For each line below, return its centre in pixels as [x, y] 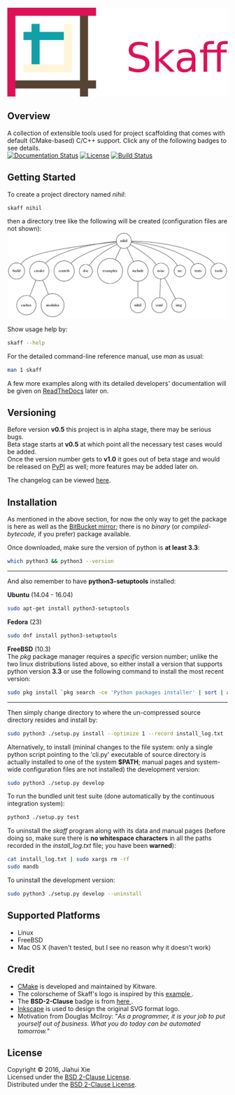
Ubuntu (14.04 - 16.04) [40, 595]
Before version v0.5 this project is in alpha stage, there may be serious [109, 430]
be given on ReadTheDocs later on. [58, 391]
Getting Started [42, 177]
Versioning [31, 413]
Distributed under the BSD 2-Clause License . [72, 1084]
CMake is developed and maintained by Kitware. [87, 986]
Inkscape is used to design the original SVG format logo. [98, 1008]
